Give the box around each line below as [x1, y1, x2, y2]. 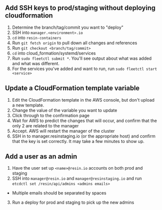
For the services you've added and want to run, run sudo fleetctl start [12, 66, 157, 71]
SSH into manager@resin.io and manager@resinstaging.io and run [12, 175, 142, 181]
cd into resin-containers [12, 35, 62, 40]
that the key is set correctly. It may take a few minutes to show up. [12, 138, 145, 144]
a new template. [12, 102, 45, 108]
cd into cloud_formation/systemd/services [12, 50, 96, 56]
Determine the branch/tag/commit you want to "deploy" [12, 24, 124, 30]
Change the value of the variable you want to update [12, 107, 117, 113]
